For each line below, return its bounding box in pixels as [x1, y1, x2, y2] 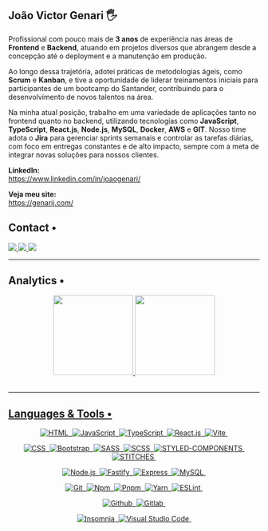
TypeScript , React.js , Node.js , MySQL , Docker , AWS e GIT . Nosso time [8, 125, 246, 134]
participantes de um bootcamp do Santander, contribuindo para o [8, 83, 224, 93]
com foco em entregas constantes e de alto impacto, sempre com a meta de [8, 141, 259, 151]
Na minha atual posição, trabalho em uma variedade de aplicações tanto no [8, 107, 257, 117]
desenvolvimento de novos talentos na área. [8, 92, 154, 101]
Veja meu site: [8, 189, 57, 199]
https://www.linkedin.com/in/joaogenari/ [8, 173, 141, 184]
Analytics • [8, 274, 65, 287]
